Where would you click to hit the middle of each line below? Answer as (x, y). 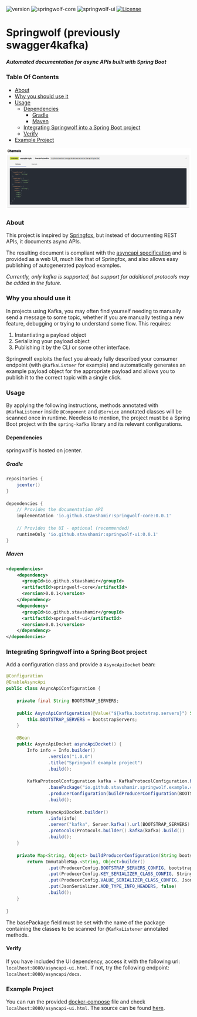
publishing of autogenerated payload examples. (64, 265)
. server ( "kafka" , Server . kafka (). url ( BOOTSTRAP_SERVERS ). (120, 825)
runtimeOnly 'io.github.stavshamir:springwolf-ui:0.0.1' (88, 534)
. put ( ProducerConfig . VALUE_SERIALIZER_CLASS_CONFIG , (114, 880)
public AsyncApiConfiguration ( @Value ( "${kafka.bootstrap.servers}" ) (102, 713)
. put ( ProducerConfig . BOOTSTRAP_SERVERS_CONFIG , (107, 868)
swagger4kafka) (47, 45)
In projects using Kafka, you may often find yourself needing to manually (94, 311)
